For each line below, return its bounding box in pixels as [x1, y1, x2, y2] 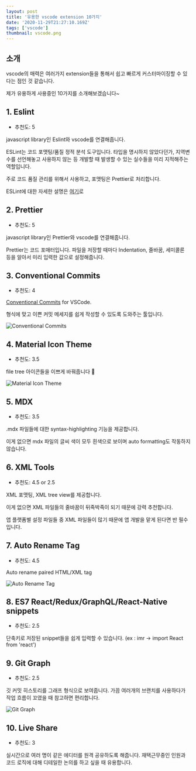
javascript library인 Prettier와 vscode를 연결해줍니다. [6, 233, 130, 240]
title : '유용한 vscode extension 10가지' [6, 14, 102, 20]
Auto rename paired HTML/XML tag [6, 569, 92, 576]
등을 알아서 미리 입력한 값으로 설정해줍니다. [6, 253, 105, 260]
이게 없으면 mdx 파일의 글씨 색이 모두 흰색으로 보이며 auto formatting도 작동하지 [6, 438, 191, 445]
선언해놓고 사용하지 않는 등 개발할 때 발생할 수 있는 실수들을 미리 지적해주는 [16, 156, 189, 163]
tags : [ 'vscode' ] [6, 25, 49, 31]
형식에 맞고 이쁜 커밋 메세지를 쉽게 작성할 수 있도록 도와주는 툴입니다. [6, 311, 164, 318]
